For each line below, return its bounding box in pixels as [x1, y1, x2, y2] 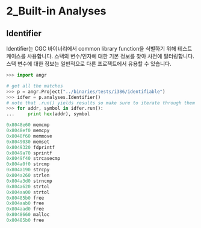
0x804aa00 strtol [6, 189, 50, 195]
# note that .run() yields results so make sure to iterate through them [6, 100, 196, 106]
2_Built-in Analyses [6, 4, 107, 18]
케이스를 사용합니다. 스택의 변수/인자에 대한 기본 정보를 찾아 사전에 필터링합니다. [6, 52, 194, 60]
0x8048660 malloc [6, 212, 50, 218]
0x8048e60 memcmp [6, 122, 50, 128]
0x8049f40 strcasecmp [6, 156, 61, 162]
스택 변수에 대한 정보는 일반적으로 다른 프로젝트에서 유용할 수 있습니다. [6, 60, 172, 67]
